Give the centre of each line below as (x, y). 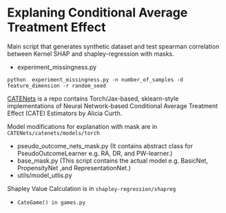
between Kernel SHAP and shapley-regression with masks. (91, 54)
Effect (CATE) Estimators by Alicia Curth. (65, 113)
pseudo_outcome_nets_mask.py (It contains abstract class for (105, 145)
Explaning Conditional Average (97, 13)
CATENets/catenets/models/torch (53, 133)
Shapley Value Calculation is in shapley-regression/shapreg (92, 188)
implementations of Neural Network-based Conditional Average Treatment (113, 105)
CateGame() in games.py (51, 202)
